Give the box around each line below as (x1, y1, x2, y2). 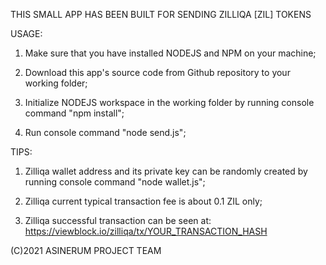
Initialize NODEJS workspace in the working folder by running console (24, 97, 315, 108)
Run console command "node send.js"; (24, 127, 187, 138)
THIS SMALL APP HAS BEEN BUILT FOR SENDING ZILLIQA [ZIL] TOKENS (10, 9, 312, 20)
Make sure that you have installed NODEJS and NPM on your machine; (24, 47, 317, 59)
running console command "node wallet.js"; (24, 176, 206, 188)
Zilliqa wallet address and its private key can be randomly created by (24, 165, 308, 177)
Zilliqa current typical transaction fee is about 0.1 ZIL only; (24, 195, 263, 207)
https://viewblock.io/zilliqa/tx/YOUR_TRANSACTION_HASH (24, 225, 268, 237)
